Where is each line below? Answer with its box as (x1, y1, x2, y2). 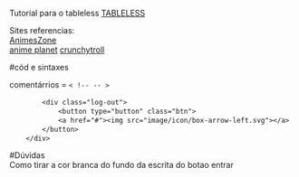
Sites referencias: (9, 25, 75, 35)
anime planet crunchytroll (9, 44, 105, 55)
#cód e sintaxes (9, 62, 70, 72)
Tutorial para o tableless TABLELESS (9, 8, 146, 18)
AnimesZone (9, 35, 57, 45)
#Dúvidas (9, 150, 45, 161)
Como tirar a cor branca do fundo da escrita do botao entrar (9, 160, 234, 170)
